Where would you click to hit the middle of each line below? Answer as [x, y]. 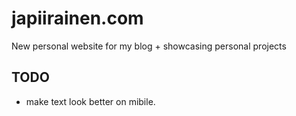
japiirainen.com [77, 18]
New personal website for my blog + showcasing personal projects [149, 46]
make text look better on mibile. [90, 101]
